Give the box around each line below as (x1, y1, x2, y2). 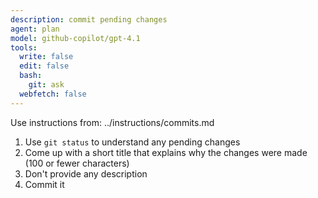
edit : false (19, 61, 70, 71)
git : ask (28, 80, 65, 90)
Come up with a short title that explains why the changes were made (24, 146, 308, 158)
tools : (10, 42, 38, 53)
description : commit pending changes (10, 14, 168, 25)
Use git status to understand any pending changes (24, 136, 241, 148)
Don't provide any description (24, 167, 148, 180)
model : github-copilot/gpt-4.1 (10, 33, 141, 43)
